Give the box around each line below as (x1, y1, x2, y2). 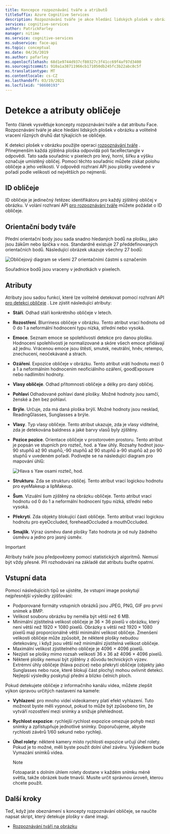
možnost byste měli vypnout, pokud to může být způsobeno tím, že (12, 703, 153, 709)
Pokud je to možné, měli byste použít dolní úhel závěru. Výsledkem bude (12, 744, 164, 750)
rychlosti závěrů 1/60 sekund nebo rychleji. (12, 729, 103, 735)
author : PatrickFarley (5, 26, 53, 31)
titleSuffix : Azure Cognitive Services (5, 12, 90, 17)
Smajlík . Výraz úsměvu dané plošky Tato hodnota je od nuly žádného (12, 529, 158, 535)
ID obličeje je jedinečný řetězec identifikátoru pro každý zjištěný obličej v (5, 197, 157, 203)
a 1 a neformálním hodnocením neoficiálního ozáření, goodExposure (12, 366, 154, 372)
